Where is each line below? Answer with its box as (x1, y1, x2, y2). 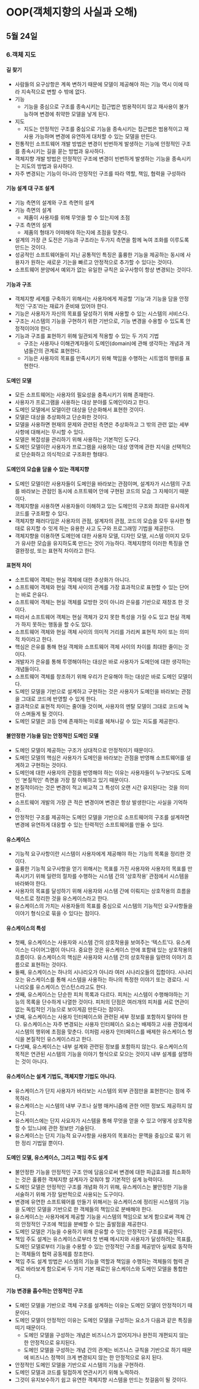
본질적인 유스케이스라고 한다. (26, 1036, 93, 1043)
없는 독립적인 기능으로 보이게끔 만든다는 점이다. (14, 1006, 125, 1013)
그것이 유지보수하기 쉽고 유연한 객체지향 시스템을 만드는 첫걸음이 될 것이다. (14, 1376, 188, 1383)
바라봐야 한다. (14, 880, 48, 887)
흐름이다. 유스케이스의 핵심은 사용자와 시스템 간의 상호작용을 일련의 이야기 (14, 954, 187, 961)
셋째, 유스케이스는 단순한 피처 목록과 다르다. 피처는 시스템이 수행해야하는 (14, 991, 183, 998)
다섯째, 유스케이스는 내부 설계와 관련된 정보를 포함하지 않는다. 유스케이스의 (14, 1043, 188, 1050)
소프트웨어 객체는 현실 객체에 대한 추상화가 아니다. (14, 576, 131, 583)
